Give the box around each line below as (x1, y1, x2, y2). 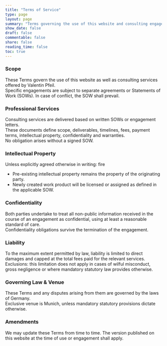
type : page (5, 12, 28, 17)
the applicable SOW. (12, 187, 54, 193)
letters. (5, 122, 20, 128)
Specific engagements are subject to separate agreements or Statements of (5, 87, 161, 93)
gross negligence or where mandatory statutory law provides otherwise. (5, 266, 153, 272)
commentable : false (5, 35, 46, 40)
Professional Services (5, 105, 60, 112)
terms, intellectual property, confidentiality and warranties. (5, 133, 125, 139)
